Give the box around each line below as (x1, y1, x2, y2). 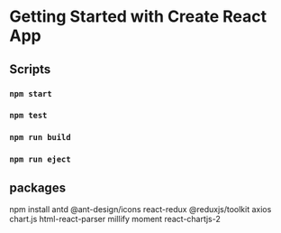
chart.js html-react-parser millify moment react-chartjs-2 (9, 214, 221, 225)
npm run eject (9, 154, 71, 164)
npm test (9, 110, 48, 121)
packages (9, 180, 66, 195)
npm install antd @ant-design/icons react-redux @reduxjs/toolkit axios (9, 204, 272, 215)
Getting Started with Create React (9, 6, 267, 27)
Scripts (9, 61, 51, 77)
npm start (9, 89, 52, 98)
